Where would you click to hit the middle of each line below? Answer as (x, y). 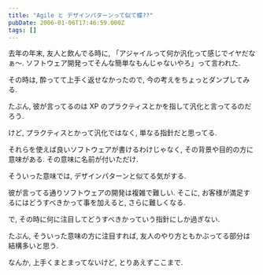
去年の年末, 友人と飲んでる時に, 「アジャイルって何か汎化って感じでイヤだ (129, 53)
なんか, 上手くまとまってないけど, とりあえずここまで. (96, 262)
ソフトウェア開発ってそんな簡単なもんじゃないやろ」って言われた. (133, 63)
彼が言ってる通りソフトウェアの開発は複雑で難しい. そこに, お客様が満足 (126, 192)
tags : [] (22, 30)
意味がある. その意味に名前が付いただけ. (74, 159)
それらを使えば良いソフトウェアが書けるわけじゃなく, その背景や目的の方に (131, 149)
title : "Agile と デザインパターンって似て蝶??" (81, 15)
